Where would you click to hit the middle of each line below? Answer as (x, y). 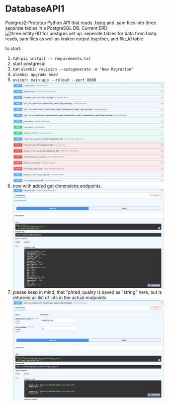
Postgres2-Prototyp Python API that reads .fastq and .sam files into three (81, 23)
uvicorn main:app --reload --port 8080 (54, 80)
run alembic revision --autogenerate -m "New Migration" (73, 69)
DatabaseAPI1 (35, 9)
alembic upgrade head (35, 74)
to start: (13, 48)
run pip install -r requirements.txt (52, 58)
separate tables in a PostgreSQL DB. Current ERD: (57, 28)
